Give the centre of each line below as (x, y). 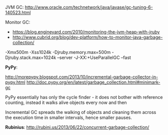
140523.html (18, 12)
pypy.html (15, 82)
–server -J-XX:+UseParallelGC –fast (94, 57)
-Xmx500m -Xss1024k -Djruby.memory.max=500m (58, 52)
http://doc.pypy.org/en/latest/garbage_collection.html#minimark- (93, 82)
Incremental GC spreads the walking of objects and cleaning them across (81, 112)
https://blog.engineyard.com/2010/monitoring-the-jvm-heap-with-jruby (86, 32)
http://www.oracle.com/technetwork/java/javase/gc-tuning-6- (89, 7)
